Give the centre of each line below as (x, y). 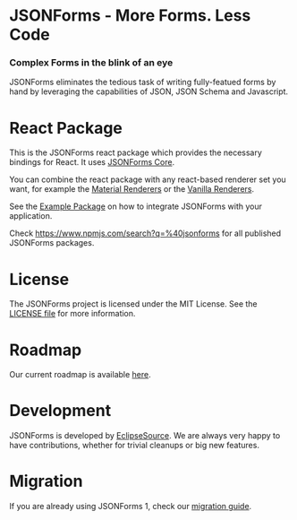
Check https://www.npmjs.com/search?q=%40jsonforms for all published (145, 233)
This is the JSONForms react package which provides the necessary (136, 152)
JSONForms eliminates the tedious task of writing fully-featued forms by (143, 82)
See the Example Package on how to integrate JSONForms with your (136, 206)
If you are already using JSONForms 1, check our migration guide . (131, 507)
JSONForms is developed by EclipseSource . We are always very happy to (145, 436)
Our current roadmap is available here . (81, 375)
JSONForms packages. (52, 243)
